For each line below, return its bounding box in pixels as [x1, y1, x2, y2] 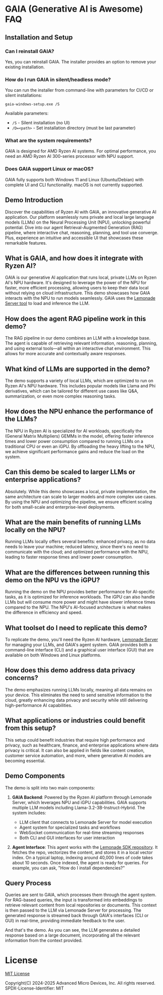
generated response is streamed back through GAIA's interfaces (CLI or [5, 913, 149, 918]
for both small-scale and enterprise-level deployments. [5, 504, 115, 510]
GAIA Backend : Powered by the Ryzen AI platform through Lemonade [12, 794, 152, 800]
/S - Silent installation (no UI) [12, 120, 70, 126]
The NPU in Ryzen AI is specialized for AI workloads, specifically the [5, 428, 143, 434]
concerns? [5, 674, 38, 682]
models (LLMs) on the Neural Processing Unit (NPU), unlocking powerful [5, 219, 151, 225]
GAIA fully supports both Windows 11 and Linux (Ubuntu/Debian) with [5, 176, 144, 182]
